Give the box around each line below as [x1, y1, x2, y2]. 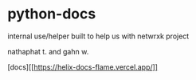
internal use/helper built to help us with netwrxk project [7, 31, 190, 41]
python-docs [7, 5, 96, 23]
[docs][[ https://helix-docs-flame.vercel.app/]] [7, 62, 159, 72]
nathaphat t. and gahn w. [7, 46, 89, 56]
